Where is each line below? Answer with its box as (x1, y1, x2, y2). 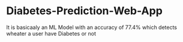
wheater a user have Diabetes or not (6, 30, 97, 37)
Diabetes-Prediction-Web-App (6, 4, 163, 18)
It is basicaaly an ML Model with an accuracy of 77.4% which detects (6, 24, 178, 31)
